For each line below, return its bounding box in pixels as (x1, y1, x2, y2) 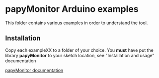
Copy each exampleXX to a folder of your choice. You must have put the (5, 47, 154, 53)
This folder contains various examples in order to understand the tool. (5, 20, 148, 26)
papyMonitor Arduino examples (5, 3, 139, 15)
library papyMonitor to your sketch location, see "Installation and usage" (5, 52, 155, 58)
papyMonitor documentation (5, 67, 64, 73)
